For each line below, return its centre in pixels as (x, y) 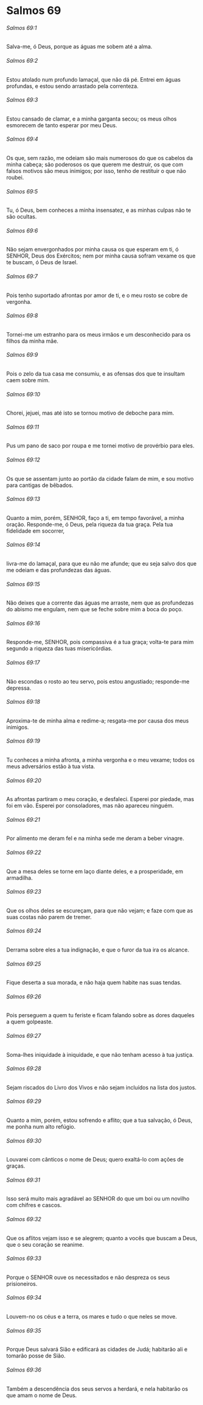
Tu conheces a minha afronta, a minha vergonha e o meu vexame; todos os (101, 760)
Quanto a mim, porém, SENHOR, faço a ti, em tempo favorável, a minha (95, 517)
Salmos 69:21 (23, 819)
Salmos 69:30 (24, 1140)
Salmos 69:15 (23, 584)
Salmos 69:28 (24, 1068)
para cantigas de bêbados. (40, 485)
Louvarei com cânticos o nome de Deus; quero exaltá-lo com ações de (95, 1160)
